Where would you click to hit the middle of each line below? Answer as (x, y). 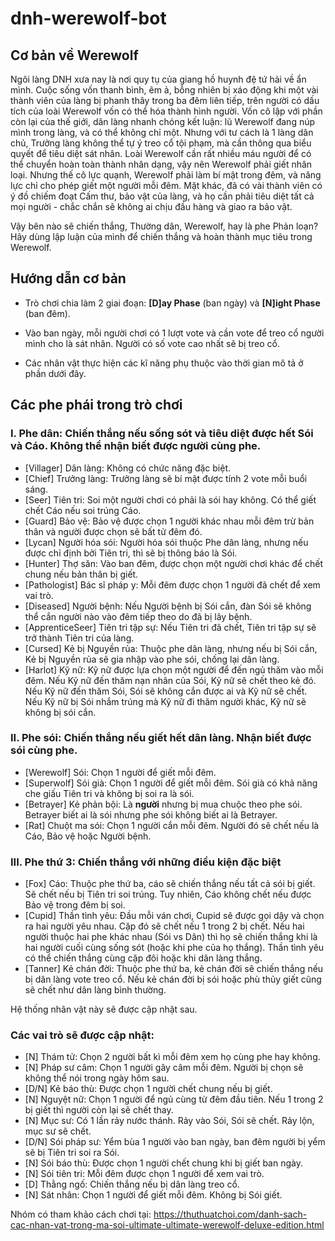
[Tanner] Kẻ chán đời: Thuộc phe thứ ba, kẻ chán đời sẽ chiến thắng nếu (174, 969)
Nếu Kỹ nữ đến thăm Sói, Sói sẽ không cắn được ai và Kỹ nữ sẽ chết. (166, 691)
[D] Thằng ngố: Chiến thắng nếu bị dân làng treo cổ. (132, 1184)
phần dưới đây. (55, 373)
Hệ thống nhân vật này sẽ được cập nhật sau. (104, 1009)
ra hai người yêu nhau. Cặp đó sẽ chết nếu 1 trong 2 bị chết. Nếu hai (164, 926)
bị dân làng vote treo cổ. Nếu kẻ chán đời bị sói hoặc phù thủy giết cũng (173, 979)
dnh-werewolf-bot (88, 18)
